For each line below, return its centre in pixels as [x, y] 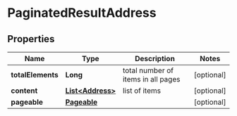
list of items [141, 91]
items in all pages [151, 79]
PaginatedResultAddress [82, 13]
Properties [31, 39]
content [24, 91]
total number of [148, 70]
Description [155, 59]
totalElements [35, 75]
